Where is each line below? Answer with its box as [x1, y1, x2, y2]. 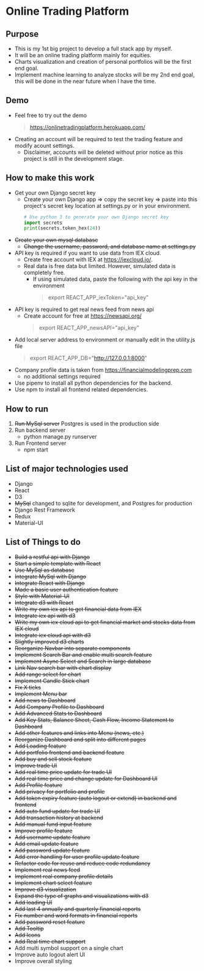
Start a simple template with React [14, 559, 101, 567]
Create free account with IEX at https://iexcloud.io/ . [23, 256, 153, 263]
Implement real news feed [14, 866, 81, 873]
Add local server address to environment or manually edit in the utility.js [14, 336, 195, 343]
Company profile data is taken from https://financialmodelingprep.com [14, 366, 192, 374]
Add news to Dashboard [14, 696, 76, 704]
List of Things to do [5, 537, 81, 547]
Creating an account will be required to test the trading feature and [14, 135, 183, 142]
